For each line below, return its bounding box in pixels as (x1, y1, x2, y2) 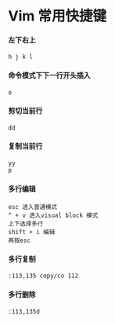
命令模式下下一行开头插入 (8, 70, 91, 79)
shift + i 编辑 (8, 229, 56, 237)
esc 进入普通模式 (8, 204, 57, 211)
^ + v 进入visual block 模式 (8, 211, 99, 220)
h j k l (8, 53, 34, 61)
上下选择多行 (8, 220, 44, 228)
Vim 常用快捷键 (8, 7, 107, 25)
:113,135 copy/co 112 (8, 272, 79, 280)
